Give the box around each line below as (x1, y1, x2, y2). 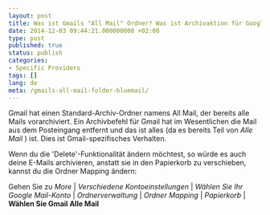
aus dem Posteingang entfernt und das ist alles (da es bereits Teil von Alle (8, 125, 253, 135)
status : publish (8, 49, 63, 57)
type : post (8, 34, 45, 43)
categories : (8, 57, 48, 65)
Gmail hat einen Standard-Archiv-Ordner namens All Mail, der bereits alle (8, 108, 250, 118)
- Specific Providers (8, 64, 81, 72)
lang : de (8, 79, 38, 87)
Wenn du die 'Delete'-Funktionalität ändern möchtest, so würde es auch (8, 149, 247, 159)
